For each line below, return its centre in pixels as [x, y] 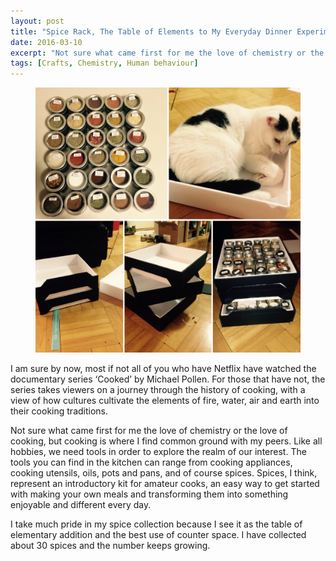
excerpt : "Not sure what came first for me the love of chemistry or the [167, 53]
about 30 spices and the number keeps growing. [110, 546]
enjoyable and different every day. [81, 505]
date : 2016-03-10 [46, 42]
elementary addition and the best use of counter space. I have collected [158, 535]
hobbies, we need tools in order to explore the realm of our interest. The [158, 452]
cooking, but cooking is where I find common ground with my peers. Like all [166, 441]
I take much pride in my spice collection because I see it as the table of [156, 524]
